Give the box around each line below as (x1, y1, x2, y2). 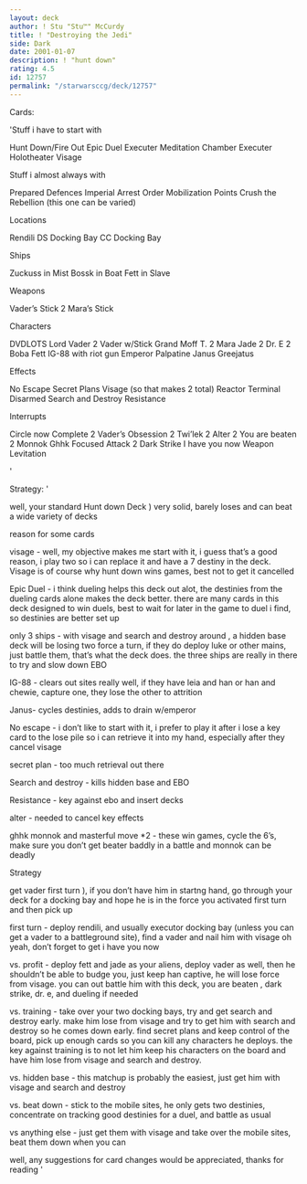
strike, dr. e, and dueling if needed (9, 988, 139, 999)
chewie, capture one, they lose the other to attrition (9, 686, 203, 697)
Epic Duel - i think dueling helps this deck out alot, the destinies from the (9, 583, 283, 594)
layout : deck (9, 13, 59, 23)
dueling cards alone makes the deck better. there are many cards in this (9, 593, 280, 604)
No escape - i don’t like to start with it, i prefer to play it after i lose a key (9, 722, 281, 733)
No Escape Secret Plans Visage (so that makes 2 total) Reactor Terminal (9, 383, 281, 394)
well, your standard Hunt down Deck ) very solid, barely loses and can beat (9, 501, 292, 512)
